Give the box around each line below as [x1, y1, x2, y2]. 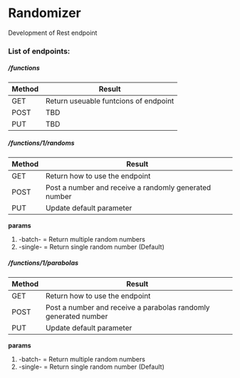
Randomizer [8, 5, 81, 21]
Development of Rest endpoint [8, 28, 98, 37]
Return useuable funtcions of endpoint [46, 96, 174, 106]
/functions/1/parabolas [8, 259, 79, 267]
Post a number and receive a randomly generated [46, 183, 212, 193]
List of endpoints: [8, 46, 71, 56]
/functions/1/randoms [8, 139, 75, 147]
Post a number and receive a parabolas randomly [46, 302, 210, 312]
